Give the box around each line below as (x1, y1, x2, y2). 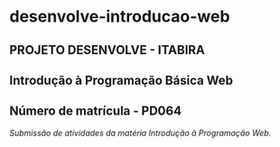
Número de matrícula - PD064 (9, 104, 182, 119)
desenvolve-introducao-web (9, 6, 230, 27)
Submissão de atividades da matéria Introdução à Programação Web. (9, 127, 272, 138)
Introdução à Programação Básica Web (9, 72, 233, 87)
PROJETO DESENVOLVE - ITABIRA (9, 42, 206, 58)
